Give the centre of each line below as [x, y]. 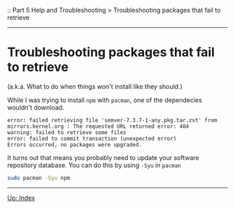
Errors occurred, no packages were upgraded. [74, 145]
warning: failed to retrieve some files [67, 132]
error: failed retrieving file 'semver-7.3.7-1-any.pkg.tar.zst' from [112, 120]
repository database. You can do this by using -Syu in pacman [94, 165]
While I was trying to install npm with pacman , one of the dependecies [105, 100]
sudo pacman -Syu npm [39, 178]
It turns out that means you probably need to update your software [103, 157]
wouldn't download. [36, 107]
